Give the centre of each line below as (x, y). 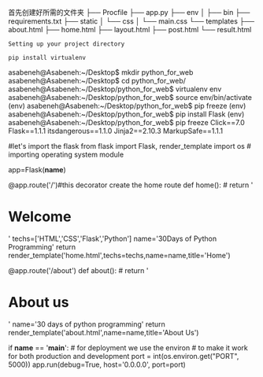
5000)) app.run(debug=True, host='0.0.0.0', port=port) (97, 364)
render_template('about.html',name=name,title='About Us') (104, 332)
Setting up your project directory (67, 44)
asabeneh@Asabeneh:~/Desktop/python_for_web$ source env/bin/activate (130, 97)
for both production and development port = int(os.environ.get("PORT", (124, 356)
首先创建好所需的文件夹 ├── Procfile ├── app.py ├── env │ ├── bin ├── (129, 12)
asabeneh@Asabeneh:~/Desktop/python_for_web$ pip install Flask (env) (126, 114)
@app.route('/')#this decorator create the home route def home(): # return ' (131, 185)
